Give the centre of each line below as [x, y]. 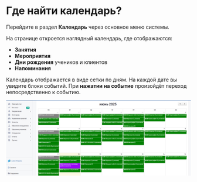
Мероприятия [33, 56]
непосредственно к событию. [43, 92]
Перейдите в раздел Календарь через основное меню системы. [88, 27]
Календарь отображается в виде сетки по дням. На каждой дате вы [91, 80]
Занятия [25, 49]
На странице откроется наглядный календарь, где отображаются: [89, 38]
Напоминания [33, 68]
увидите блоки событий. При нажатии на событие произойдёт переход [96, 85]
